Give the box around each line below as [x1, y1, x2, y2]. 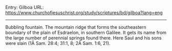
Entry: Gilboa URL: [5, 5, 45, 10]
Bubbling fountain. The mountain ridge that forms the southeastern [5, 24, 147, 30]
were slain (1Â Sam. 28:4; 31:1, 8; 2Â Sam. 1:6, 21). [5, 40, 111, 46]
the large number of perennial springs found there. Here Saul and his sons [5, 35, 162, 41]
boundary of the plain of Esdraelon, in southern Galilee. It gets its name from [5, 30, 167, 35]
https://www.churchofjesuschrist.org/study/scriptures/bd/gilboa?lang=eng [5, 10, 163, 16]
